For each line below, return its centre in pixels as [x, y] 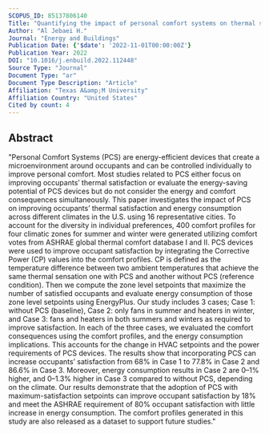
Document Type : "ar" [43, 75]
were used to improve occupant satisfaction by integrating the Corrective [129, 250]
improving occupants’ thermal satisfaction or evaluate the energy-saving [128, 182]
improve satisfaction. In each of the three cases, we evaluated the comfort [131, 327]
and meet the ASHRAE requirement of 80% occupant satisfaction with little [132, 404]
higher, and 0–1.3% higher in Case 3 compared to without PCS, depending [131, 379]
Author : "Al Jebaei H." [48, 30]
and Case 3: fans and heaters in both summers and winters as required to [130, 318]
